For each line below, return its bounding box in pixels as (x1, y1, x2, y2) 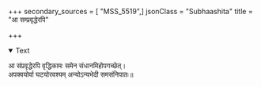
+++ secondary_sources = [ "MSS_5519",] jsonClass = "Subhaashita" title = (8, 7, 253, 16)
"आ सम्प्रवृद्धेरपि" (8, 15, 49, 24)
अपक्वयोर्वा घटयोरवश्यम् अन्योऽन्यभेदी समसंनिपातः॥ (8, 70, 134, 79)
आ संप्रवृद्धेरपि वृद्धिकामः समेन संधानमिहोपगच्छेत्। (8, 61, 127, 70)
